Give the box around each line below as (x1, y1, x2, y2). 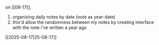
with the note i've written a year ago (12, 24, 87, 30)
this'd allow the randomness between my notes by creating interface (12, 19, 154, 25)
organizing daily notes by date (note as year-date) (12, 14, 116, 19)
